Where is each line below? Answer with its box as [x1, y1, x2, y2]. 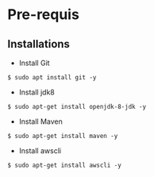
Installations [7, 37, 71, 51]
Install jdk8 [18, 87, 55, 97]
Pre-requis [7, 6, 80, 24]
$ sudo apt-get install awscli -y [7, 161, 122, 169]
